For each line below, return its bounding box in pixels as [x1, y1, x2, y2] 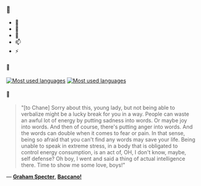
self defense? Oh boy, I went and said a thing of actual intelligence [20, 155, 185, 162]
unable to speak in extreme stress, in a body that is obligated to [20, 142, 178, 149]
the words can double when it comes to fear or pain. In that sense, [20, 129, 185, 137]
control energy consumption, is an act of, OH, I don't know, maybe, [20, 148, 187, 155]
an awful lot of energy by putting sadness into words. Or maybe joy [20, 116, 187, 124]
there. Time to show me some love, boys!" [20, 161, 126, 169]
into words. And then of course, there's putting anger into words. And [20, 123, 193, 130]
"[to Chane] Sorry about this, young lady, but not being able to [20, 104, 175, 111]
